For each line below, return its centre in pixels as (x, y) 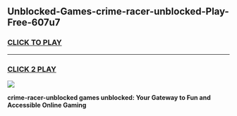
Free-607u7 (34, 23)
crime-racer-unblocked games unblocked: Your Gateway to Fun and (109, 97)
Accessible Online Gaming (47, 105)
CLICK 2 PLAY (32, 69)
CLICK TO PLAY (35, 43)
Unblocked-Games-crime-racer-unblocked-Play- (118, 12)
